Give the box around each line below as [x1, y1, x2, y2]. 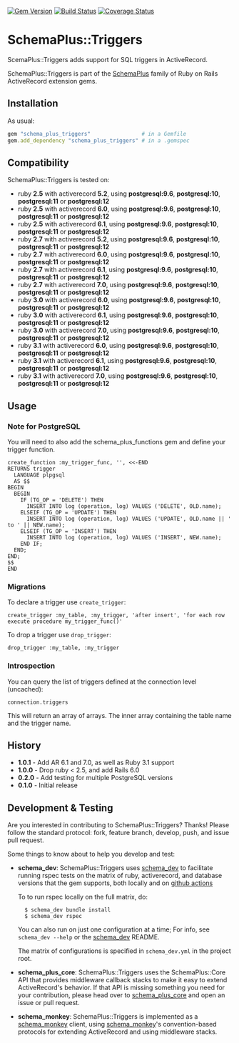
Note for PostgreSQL [7, 421, 81, 431]
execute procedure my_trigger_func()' [7, 618, 123, 625]
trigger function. [7, 445, 56, 454]
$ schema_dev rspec [24, 913, 82, 920]
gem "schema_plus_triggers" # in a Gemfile [7, 130, 187, 137]
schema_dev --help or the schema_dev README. [17, 933, 160, 942]
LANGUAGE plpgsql [14, 471, 66, 479]
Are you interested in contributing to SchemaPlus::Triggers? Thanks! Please [7, 821, 230, 829]
